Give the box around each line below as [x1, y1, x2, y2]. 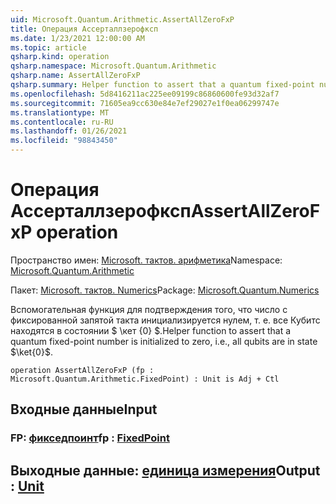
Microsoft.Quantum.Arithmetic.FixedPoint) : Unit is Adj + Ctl [10, 374, 280, 384]
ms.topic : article [10, 42, 87, 53]
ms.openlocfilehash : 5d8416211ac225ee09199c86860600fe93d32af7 [10, 89, 280, 99]
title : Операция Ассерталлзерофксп [10, 24, 159, 34]
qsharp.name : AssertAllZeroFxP [10, 71, 141, 81]
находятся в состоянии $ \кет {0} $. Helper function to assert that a [10, 324, 292, 336]
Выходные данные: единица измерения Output [10, 462, 321, 479]
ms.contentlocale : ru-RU [10, 117, 114, 127]
